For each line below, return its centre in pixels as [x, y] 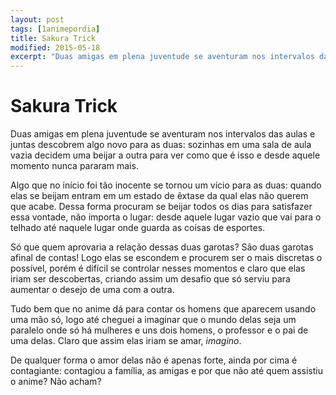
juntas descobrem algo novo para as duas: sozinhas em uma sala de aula [161, 145]
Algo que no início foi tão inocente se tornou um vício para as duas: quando [166, 185]
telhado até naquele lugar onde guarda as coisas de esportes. [138, 228]
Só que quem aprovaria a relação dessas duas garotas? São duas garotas [162, 247]
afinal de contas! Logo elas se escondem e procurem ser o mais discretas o [166, 258]
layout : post [37, 19]
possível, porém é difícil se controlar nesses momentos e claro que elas [158, 268]
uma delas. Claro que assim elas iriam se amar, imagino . [126, 341]
